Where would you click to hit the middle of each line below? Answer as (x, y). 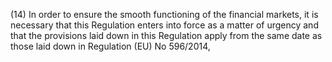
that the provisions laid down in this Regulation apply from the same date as (166, 35)
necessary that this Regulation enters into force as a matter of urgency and (164, 25)
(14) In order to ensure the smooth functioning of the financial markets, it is (164, 14)
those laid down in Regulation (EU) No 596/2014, (110, 46)
